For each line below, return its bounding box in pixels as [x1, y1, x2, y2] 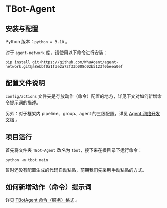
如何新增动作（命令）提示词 [5, 183, 92, 192]
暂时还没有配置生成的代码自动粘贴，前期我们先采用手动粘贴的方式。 [5, 167, 147, 173]
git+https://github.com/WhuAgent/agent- [32, 60, 119, 65]
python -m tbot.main [5, 157, 49, 162]
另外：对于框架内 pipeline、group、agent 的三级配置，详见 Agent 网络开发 [5, 110, 160, 116]
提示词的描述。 [9, 99, 41, 106]
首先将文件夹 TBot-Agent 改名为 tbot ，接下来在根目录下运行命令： [5, 147, 143, 153]
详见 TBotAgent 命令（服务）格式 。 [5, 197, 80, 203]
